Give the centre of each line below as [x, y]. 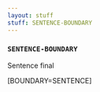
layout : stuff [31, 15]
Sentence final [31, 65]
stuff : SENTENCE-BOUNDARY [50, 23]
